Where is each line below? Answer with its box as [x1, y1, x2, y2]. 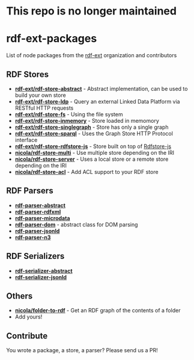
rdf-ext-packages [6, 32, 97, 46]
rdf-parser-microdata [14, 214, 70, 222]
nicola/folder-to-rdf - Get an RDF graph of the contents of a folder [14, 307, 181, 314]
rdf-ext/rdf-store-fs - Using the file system [14, 110, 123, 118]
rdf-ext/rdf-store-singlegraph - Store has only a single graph [14, 123, 169, 131]
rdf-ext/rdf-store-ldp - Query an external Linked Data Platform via [14, 98, 180, 105]
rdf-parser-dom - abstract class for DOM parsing [14, 221, 138, 228]
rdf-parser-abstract [14, 202, 66, 209]
